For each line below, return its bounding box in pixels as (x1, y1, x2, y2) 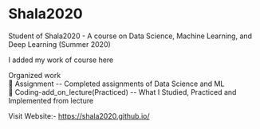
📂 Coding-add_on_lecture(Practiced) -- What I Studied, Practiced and (8, 87, 237, 96)
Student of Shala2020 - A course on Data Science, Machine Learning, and (8, 31, 253, 41)
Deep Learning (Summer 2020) (8, 39, 112, 49)
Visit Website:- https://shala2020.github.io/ (8, 111, 150, 120)
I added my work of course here (8, 55, 114, 64)
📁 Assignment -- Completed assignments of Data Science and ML (8, 79, 225, 88)
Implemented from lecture (8, 96, 94, 105)
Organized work (8, 70, 61, 80)
